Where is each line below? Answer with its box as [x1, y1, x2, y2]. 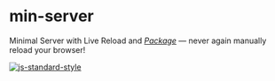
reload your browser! [9, 44, 86, 55]
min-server [9, 6, 95, 26]
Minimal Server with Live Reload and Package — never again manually [9, 35, 267, 46]
